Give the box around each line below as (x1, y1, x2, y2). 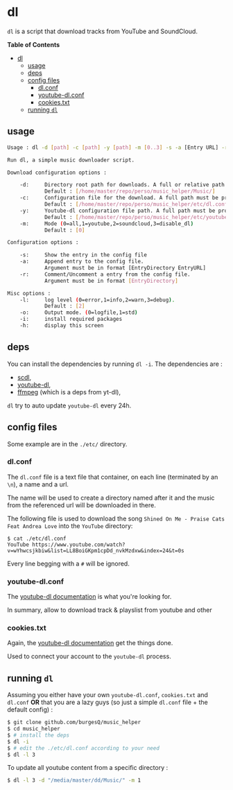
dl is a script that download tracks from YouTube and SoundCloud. (7, 27, 198, 35)
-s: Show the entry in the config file (19, 252, 148, 258)
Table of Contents (7, 40, 60, 49)
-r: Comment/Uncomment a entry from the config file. (19, 271, 191, 278)
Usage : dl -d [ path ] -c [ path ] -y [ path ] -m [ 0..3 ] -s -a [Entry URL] (7, 143, 219, 151)
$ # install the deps (7, 732, 70, 739)
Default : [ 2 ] (44, 303, 85, 310)
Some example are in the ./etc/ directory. (7, 439, 128, 448)
